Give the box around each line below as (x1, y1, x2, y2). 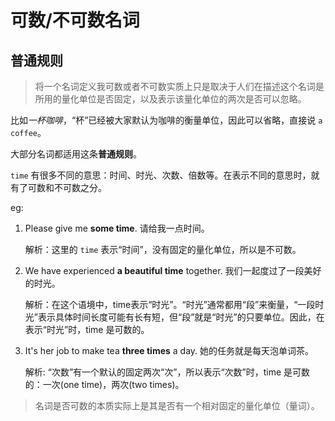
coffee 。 (10, 127, 47, 138)
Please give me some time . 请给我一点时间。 (24, 222, 210, 234)
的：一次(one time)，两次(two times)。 (24, 379, 185, 390)
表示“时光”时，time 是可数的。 (24, 324, 150, 335)
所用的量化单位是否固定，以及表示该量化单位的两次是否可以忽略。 (34, 93, 307, 105)
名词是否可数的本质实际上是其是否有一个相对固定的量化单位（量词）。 (34, 400, 320, 411)
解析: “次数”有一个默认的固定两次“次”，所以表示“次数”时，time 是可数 (24, 366, 311, 378)
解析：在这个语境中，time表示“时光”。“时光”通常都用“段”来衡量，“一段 (24, 299, 316, 310)
